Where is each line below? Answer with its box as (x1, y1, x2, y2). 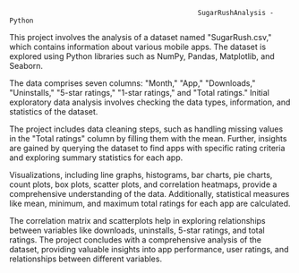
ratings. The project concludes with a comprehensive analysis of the (9, 235, 262, 245)
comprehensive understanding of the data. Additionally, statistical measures (9, 189, 290, 199)
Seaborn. (9, 61, 43, 71)
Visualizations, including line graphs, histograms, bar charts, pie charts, (9, 170, 273, 180)
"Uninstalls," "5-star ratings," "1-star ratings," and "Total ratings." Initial (9, 88, 270, 98)
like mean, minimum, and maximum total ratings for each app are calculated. (9, 198, 291, 209)
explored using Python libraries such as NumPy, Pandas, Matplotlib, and (9, 51, 275, 62)
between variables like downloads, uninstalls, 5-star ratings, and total (9, 225, 266, 235)
